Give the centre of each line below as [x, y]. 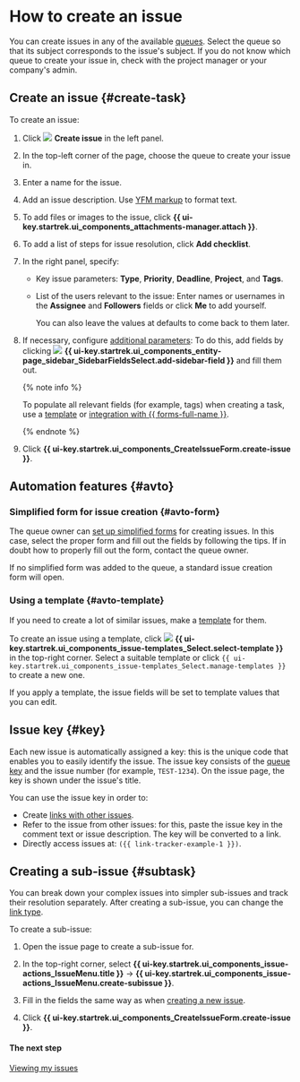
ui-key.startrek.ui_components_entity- [147, 350]
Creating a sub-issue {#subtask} [103, 871]
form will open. [37, 577]
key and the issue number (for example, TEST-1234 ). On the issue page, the [147, 770]
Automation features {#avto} [92, 487]
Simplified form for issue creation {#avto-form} [115, 512]
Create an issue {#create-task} [98, 98]
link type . [26, 912]
